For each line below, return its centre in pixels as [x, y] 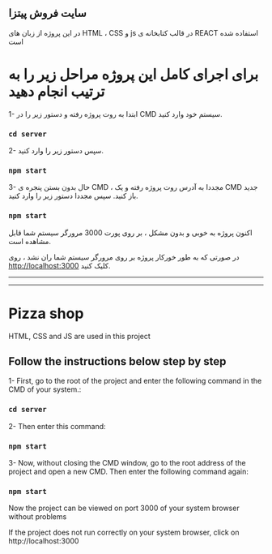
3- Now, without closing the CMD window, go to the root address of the [127, 462]
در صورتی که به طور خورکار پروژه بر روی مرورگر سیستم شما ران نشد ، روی [124, 257]
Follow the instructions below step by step [117, 361]
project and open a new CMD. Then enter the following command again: [128, 471]
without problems [38, 517]
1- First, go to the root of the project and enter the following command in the [135, 381]
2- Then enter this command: [57, 426]
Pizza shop [46, 314]
